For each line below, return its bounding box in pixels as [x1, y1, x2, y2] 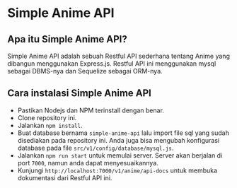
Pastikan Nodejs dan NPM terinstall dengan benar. [17, 106, 165, 114]
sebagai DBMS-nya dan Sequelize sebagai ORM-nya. [7, 67, 163, 75]
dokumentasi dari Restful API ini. [17, 173, 112, 182]
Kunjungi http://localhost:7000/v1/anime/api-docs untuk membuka [17, 166, 218, 175]
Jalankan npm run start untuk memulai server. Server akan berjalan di [17, 151, 223, 160]
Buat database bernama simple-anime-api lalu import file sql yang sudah [17, 129, 230, 137]
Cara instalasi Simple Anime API [7, 87, 152, 100]
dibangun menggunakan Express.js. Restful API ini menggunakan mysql [7, 59, 216, 68]
